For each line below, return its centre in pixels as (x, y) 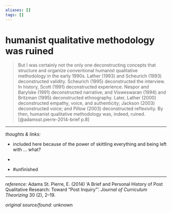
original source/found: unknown (39, 205)
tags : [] (15, 15)
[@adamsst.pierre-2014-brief (49, 120)
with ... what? (27, 150)
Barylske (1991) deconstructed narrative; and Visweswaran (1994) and (92, 92)
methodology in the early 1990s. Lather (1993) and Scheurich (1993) (90, 76)
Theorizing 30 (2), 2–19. (30, 195)
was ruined (29, 51)
